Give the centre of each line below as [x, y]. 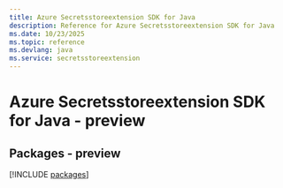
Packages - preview [65, 153]
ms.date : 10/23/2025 [47, 34]
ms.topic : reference [47, 42]
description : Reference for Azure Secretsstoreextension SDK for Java [142, 26]
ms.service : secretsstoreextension [75, 58]
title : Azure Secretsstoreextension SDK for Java [103, 17]
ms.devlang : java [41, 50]
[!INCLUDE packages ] [49, 174]
